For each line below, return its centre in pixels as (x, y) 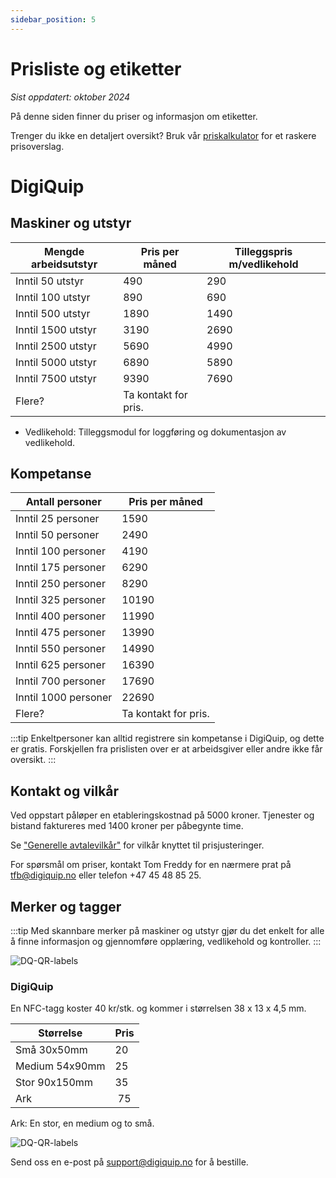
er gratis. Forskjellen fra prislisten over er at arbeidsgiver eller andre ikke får (166, 749)
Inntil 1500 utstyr (56, 329)
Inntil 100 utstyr (53, 297)
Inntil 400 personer (60, 616)
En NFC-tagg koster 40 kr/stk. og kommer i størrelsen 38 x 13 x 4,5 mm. (158, 1008)
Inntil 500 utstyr (53, 313)
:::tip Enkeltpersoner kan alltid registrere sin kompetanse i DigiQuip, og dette (167, 738)
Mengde (64, 251)
